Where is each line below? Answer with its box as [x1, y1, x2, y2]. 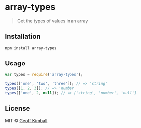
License [5, 104, 30, 113]
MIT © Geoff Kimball [5, 117, 48, 123]
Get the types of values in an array [17, 18, 88, 24]
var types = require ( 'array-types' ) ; [5, 72, 83, 77]
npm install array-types [5, 45, 57, 51]
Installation [5, 32, 41, 41]
